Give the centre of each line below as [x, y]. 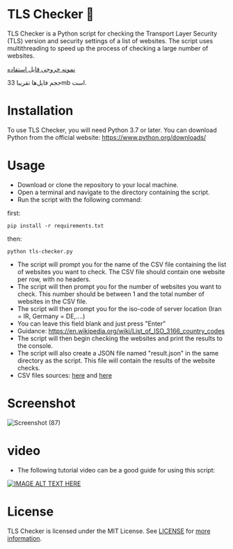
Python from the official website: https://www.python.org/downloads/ [107, 137]
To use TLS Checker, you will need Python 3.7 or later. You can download [112, 130]
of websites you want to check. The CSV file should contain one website [121, 271]
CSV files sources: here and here [65, 375]
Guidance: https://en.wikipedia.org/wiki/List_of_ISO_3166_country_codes [121, 331]
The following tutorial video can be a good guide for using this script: [116, 470]
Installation [40, 111]
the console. [35, 345]
